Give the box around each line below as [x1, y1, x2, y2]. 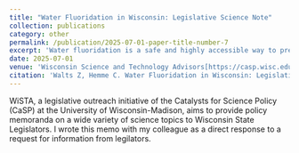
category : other [9, 29, 69, 38]
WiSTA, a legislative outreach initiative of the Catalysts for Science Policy [9, 95, 278, 106]
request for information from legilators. [9, 133, 151, 143]
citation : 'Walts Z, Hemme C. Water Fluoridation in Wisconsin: [9, 71, 253, 80]
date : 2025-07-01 [9, 54, 74, 63]
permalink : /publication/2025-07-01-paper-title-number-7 [9, 37, 229, 47]
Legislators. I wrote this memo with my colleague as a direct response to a [9, 124, 282, 134]
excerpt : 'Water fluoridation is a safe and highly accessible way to [9, 46, 277, 55]
